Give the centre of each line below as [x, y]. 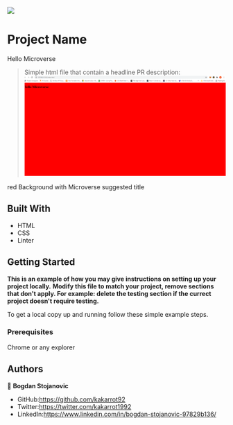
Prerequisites [30, 332]
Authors [25, 369]
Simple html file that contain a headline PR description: [102, 72]
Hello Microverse [32, 58]
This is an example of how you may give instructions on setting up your [112, 279]
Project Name [47, 40]
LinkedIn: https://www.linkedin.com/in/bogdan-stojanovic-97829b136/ [117, 414]
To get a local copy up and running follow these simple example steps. [108, 314]
